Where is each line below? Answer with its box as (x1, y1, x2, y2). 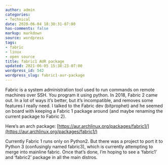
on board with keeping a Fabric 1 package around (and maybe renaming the (5, 108, 163, 114)
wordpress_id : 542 (5, 68, 44, 73)
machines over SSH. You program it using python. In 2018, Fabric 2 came (5, 92, 158, 98)
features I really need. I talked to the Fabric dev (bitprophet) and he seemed (5, 103, 163, 109)
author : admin (5, 7, 35, 13)
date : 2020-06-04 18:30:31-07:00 (5, 21, 76, 27)
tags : (5, 40, 17, 45)
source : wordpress (5, 36, 44, 41)
